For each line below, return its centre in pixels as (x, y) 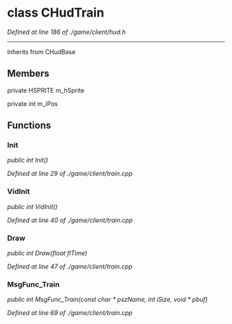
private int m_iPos (32, 103)
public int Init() (28, 160)
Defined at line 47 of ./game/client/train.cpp (70, 267)
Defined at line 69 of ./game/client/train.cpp (70, 313)
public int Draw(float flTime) (47, 253)
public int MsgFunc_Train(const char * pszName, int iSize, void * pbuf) (108, 300)
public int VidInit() (32, 206)
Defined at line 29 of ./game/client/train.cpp (70, 174)
